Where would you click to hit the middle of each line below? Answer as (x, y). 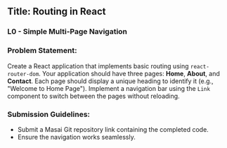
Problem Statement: (42, 51)
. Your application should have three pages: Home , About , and (129, 73)
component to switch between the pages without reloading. (94, 96)
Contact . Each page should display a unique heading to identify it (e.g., (110, 81)
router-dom (23, 74)
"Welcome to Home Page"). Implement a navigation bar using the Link (109, 88)
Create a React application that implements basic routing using (98, 66)
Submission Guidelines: (48, 114)
